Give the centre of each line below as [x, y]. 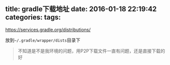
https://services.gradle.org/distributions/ [48, 29]
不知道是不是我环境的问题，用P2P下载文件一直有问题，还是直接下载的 [91, 51]
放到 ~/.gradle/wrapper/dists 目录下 [43, 40]
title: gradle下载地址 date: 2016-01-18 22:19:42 [81, 9]
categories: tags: [33, 18]
